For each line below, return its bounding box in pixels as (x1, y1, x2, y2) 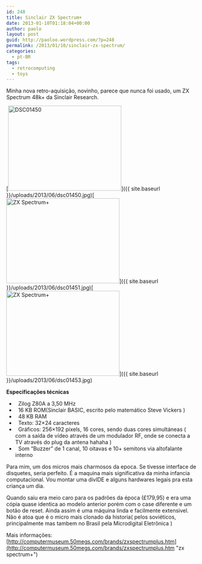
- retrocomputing (11, 65, 55, 71)
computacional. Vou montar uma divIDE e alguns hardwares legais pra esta (6, 476, 193, 484)
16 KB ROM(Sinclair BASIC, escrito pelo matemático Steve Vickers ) (17, 406, 186, 414)
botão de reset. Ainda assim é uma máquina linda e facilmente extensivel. (6, 507, 189, 514)
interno (14, 452, 33, 459)
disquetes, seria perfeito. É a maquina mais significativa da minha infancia (6, 470, 190, 477)
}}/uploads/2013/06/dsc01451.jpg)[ (6, 284, 93, 291)
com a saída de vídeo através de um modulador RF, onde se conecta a (14, 432, 191, 439)
